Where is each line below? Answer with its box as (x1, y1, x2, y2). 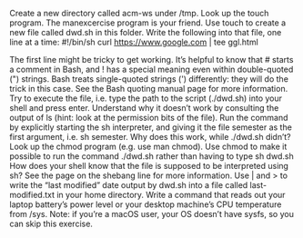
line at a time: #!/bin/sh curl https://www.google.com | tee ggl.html (9, 36, 259, 47)
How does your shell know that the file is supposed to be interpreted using (9, 161, 289, 171)
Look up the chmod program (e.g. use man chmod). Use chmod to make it (9, 141, 288, 152)
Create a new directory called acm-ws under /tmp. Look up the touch (9, 8, 269, 18)
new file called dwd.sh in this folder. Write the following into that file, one (9, 27, 282, 37)
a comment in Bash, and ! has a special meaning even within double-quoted (9, 64, 294, 74)
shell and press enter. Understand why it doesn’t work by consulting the (9, 103, 279, 113)
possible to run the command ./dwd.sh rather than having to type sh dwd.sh (9, 151, 294, 162)
